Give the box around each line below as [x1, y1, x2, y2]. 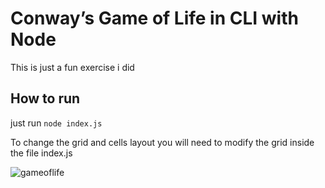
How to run [10, 90, 81, 107]
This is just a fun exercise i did [10, 61, 135, 73]
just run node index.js [10, 117, 103, 129]
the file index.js [10, 147, 73, 159]
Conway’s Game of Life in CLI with [10, 7, 299, 30]
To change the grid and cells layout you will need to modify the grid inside [10, 136, 315, 148]
